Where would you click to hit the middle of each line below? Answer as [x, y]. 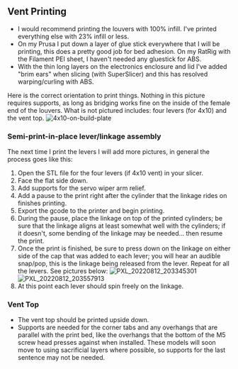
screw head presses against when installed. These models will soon [117, 343]
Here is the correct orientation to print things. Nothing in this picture [106, 95]
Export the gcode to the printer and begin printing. [91, 211]
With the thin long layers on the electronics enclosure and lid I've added [122, 66]
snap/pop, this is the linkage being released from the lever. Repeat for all [124, 264]
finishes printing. [42, 203]
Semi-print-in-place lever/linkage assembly [84, 136]
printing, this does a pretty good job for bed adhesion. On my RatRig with [124, 51]
